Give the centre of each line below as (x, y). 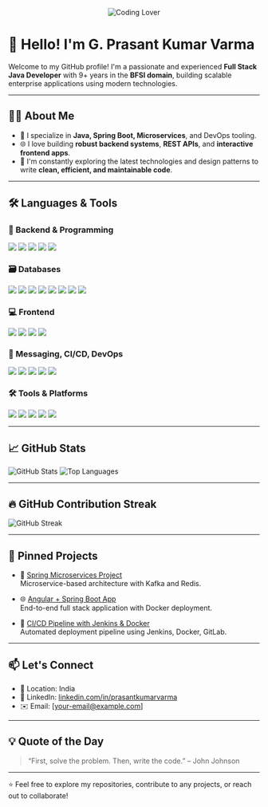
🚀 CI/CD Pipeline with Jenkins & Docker (85, 624)
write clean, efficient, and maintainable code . (96, 169)
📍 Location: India (47, 688)
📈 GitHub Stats (47, 449)
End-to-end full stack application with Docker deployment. (116, 608)
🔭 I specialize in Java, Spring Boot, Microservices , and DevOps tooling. (138, 135)
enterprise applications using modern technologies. (93, 83)
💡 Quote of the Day (56, 742)
